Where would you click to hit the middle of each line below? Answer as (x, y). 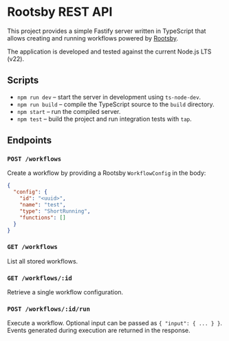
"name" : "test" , (43, 205)
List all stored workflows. (43, 261)
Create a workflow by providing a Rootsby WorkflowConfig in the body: (107, 173)
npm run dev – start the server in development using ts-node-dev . (109, 97)
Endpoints (30, 140)
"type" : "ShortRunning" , (55, 211)
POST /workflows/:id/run (49, 309)
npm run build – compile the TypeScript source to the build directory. (116, 104)
